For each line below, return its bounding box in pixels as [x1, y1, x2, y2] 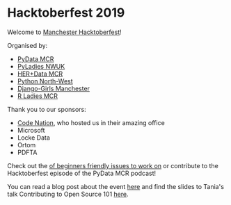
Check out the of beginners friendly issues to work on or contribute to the [7, 161, 219, 170]
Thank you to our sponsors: [7, 105, 87, 113]
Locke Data [17, 133, 51, 142]
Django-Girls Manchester [17, 84, 90, 92]
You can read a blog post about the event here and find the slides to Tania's [7, 182, 225, 190]
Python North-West [17, 76, 73, 85]
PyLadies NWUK [17, 62, 65, 70]
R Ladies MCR [17, 92, 58, 100]
